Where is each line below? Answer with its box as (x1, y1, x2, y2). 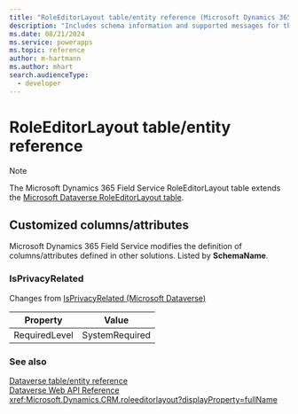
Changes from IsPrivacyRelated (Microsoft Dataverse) (9, 293, 207, 303)
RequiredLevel (13, 329, 74, 341)
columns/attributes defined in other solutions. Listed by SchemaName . (9, 250, 269, 262)
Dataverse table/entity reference (9, 375, 129, 386)
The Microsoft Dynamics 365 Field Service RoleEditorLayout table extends (9, 183, 281, 193)
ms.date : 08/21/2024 (9, 29, 86, 38)
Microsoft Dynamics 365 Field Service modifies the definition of (9, 241, 242, 252)
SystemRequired (82, 329, 151, 341)
